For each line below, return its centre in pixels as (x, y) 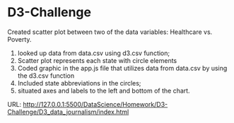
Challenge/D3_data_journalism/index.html (68, 112)
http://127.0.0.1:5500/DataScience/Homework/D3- (95, 104)
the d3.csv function (46, 76)
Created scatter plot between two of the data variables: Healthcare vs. (110, 32)
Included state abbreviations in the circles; (79, 83)
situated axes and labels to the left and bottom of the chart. (104, 90)
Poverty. (19, 39)
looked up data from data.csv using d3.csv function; (94, 53)
